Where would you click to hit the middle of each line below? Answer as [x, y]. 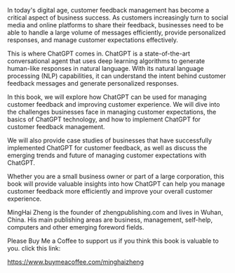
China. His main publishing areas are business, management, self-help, [110, 220]
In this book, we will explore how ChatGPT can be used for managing [107, 97]
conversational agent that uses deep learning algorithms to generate [106, 61]
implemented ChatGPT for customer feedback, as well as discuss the [107, 148]
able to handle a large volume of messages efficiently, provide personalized [116, 32]
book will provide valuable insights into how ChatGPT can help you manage [116, 184]
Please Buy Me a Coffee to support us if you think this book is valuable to [113, 241]
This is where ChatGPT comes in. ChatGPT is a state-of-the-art [99, 53]
